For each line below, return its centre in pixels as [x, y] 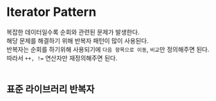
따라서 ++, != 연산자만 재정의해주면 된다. [62, 58]
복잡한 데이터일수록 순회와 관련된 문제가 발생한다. [73, 32]
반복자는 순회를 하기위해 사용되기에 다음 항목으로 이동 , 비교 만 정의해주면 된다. [108, 49]
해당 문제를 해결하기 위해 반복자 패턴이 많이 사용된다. [78, 40]
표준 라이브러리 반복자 [51, 90]
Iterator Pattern [52, 12]
